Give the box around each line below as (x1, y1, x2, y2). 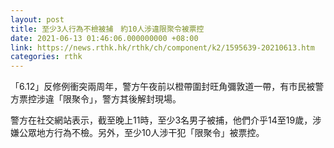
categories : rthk (10, 52, 83, 62)
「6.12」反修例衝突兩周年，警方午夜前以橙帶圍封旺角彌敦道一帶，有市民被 (10, 81, 316, 93)
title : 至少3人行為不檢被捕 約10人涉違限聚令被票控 (10, 24, 205, 34)
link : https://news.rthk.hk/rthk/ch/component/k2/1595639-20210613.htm (10, 42, 315, 53)
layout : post (10, 14, 65, 25)
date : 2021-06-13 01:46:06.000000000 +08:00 (10, 33, 199, 43)
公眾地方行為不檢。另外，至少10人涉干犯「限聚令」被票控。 (18, 127, 265, 139)
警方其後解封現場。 (101, 93, 182, 105)
